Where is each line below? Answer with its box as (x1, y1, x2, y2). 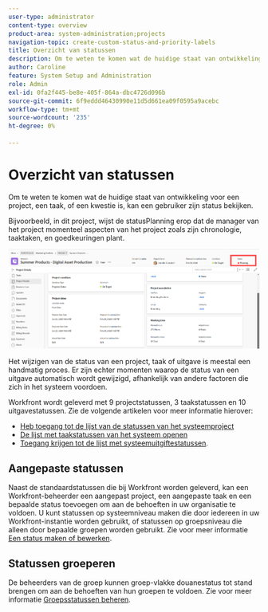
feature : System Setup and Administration (8, 72, 152, 80)
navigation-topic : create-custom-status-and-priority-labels (8, 38, 216, 46)
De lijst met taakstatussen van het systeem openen (19, 430, 188, 440)
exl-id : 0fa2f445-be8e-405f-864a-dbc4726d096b (8, 88, 166, 96)
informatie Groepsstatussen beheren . (8, 594, 132, 604)
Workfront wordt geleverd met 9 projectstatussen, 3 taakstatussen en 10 (8, 398, 246, 407)
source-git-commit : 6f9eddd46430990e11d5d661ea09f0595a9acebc (8, 96, 219, 105)
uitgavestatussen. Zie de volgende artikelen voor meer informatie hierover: (8, 406, 254, 416)
